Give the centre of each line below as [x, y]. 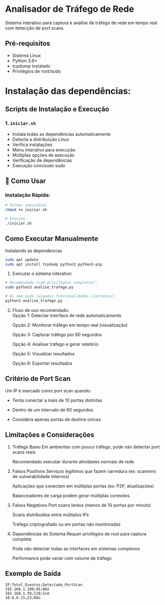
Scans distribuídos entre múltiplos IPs [50, 515]
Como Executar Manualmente [52, 239]
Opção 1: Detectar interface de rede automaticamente [67, 315]
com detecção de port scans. [35, 28]
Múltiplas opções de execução [43, 155]
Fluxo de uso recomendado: [41, 310]
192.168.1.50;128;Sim [27, 594]
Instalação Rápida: [28, 195]
